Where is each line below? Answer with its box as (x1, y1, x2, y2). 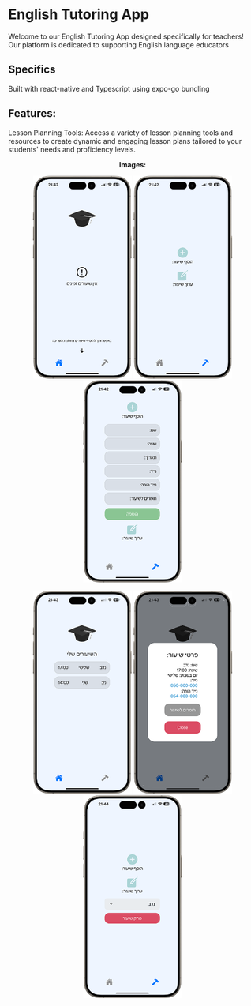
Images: (118, 160, 147, 169)
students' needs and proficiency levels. (8, 145, 137, 154)
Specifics (8, 63, 56, 77)
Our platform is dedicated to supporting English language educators (8, 39, 229, 49)
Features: (8, 107, 57, 120)
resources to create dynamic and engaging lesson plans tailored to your (8, 136, 242, 145)
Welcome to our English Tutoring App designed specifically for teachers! (8, 32, 245, 41)
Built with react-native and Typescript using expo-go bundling (8, 84, 211, 93)
